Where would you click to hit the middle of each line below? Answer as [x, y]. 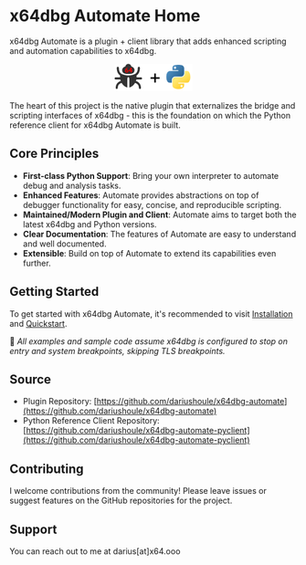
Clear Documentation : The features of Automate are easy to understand [159, 234]
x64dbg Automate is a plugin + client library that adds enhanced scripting [148, 41]
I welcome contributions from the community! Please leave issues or [138, 491]
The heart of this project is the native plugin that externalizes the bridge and [153, 105]
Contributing [47, 469]
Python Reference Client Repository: [91, 421]
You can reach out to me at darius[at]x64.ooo [95, 551]
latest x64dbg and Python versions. [90, 224]
